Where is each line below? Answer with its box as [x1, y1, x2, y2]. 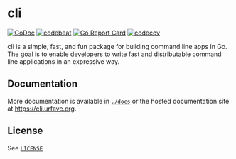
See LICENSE [7, 143, 43, 152]
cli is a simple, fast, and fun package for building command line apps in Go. [7, 42, 227, 50]
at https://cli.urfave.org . [7, 104, 77, 113]
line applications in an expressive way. [7, 57, 120, 65]
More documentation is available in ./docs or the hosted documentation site [7, 97, 230, 105]
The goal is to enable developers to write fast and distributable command [7, 50, 222, 58]
